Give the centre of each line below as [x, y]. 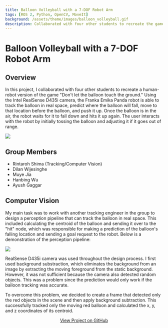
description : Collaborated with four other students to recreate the [79, 24]
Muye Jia [22, 174]
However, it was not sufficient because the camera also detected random [80, 274]
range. [12, 127]
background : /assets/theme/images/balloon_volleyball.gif [67, 19]
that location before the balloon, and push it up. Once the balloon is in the [81, 111]
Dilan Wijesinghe [30, 169]
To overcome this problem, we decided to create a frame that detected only [83, 294]
